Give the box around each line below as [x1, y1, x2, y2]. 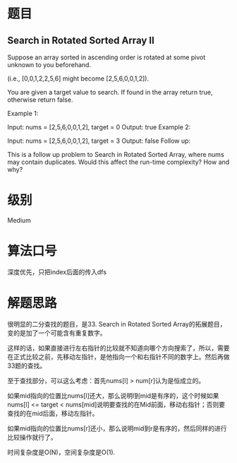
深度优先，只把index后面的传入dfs [7, 267, 107, 276]
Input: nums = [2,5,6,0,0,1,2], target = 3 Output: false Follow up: [7, 136, 191, 145]
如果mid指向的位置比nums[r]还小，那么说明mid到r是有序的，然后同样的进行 [7, 424, 227, 433]
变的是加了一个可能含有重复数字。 [7, 329, 107, 337]
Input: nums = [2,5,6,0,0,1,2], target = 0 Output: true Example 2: [7, 123, 191, 131]
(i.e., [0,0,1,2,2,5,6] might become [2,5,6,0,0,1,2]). [7, 74, 150, 83]
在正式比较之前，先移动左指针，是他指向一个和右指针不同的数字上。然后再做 [7, 352, 230, 361]
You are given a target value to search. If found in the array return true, [7, 88, 213, 96]
